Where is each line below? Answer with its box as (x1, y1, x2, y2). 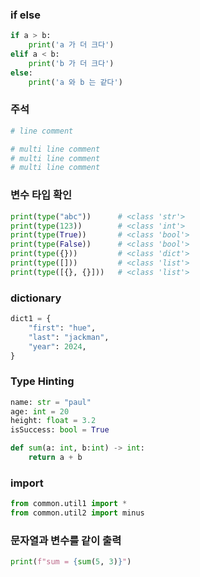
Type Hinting (10, 374, 75, 388)
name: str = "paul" (10, 397, 92, 407)
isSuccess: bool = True (10, 425, 110, 435)
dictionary (10, 291, 62, 305)
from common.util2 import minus (10, 508, 145, 518)
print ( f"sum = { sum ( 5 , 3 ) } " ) (10, 557, 132, 567)
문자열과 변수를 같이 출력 (10, 533, 122, 547)
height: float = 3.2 (10, 416, 97, 426)
